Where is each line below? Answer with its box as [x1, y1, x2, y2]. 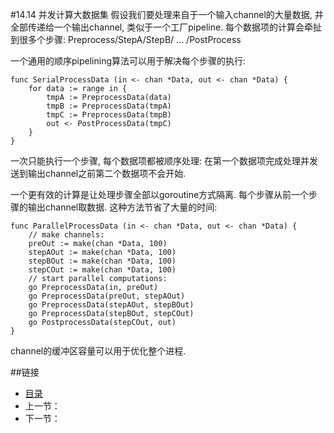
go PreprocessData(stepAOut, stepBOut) [28, 300, 195, 310]
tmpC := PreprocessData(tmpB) [46, 110, 172, 120]
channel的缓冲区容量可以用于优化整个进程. [10, 345, 187, 357]
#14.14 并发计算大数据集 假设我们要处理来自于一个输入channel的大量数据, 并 [10, 9, 324, 20]
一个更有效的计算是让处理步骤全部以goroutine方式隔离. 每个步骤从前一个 [10, 189, 310, 200]
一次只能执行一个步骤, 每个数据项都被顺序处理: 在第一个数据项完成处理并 [10, 155, 310, 167]
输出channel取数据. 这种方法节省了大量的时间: [27, 201, 218, 213]
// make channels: [28, 230, 105, 240]
